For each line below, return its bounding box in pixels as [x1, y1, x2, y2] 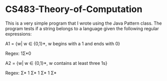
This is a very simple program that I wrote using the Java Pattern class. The [5, 20, 162, 26]
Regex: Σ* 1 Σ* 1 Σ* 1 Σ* [5, 69, 57, 76]
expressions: [5, 31, 32, 37]
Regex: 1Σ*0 [5, 50, 31, 56]
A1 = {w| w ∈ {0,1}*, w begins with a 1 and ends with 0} [5, 40, 120, 46]
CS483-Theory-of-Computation [5, 4, 143, 15]
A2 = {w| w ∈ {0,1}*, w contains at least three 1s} [5, 60, 107, 66]
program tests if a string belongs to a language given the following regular [5, 25, 159, 31]
